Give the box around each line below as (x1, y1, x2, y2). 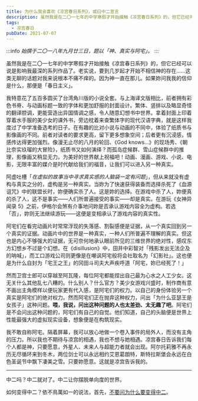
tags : (6, 19, 19, 25)
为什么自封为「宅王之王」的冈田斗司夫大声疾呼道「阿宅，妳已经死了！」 (11, 260, 187, 267)
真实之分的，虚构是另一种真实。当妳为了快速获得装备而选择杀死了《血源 (16, 181, 192, 188)
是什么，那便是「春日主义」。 (6, 82, 76, 89)
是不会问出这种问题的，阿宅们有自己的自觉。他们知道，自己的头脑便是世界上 (6, 309, 192, 316)
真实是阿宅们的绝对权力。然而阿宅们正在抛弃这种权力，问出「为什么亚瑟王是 (6, 294, 192, 301)
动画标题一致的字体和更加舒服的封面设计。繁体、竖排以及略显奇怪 (31, 102, 192, 109)
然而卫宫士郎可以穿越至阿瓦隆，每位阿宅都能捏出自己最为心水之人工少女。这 (6, 272, 192, 279)
